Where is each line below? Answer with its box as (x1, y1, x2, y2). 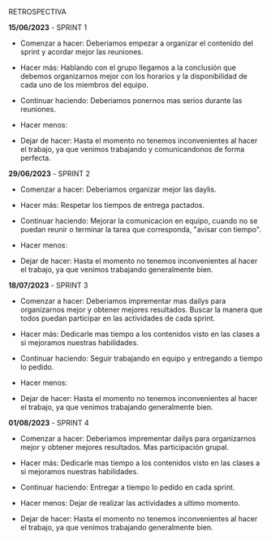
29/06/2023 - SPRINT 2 (8, 169, 91, 178)
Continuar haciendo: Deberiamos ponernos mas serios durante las (19, 96, 243, 105)
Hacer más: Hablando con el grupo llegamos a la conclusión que (19, 63, 237, 72)
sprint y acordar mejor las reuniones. (19, 47, 144, 56)
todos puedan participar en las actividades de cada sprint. (19, 313, 215, 323)
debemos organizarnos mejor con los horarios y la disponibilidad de (19, 71, 247, 80)
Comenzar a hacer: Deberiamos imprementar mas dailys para (19, 296, 226, 305)
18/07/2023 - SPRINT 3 (8, 280, 88, 290)
